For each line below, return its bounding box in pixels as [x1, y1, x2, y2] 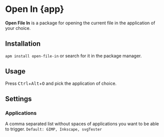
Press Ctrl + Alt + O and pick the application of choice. [5, 80, 117, 86]
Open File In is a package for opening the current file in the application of [5, 20, 156, 26]
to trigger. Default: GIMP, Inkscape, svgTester [5, 126, 102, 132]
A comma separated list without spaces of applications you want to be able [5, 121, 159, 127]
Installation [5, 40, 41, 48]
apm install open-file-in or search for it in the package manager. [5, 53, 142, 59]
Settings [5, 94, 32, 103]
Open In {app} [5, 3, 65, 15]
